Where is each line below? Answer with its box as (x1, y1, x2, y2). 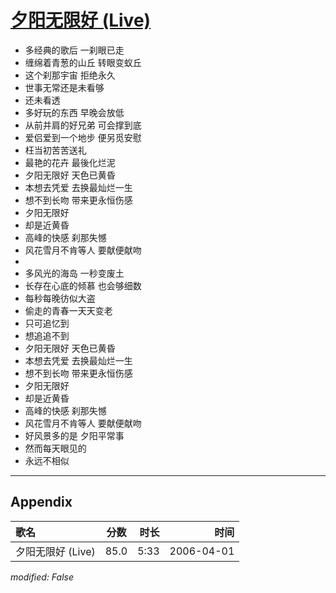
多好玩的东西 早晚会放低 (24, 106, 125, 118)
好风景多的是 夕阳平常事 (24, 429, 125, 441)
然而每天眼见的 (24, 442, 87, 454)
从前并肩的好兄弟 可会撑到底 (24, 119, 142, 131)
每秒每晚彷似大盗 (24, 292, 96, 304)
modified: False (10, 571, 75, 583)
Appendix (10, 494, 73, 511)
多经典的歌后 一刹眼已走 (24, 44, 125, 56)
